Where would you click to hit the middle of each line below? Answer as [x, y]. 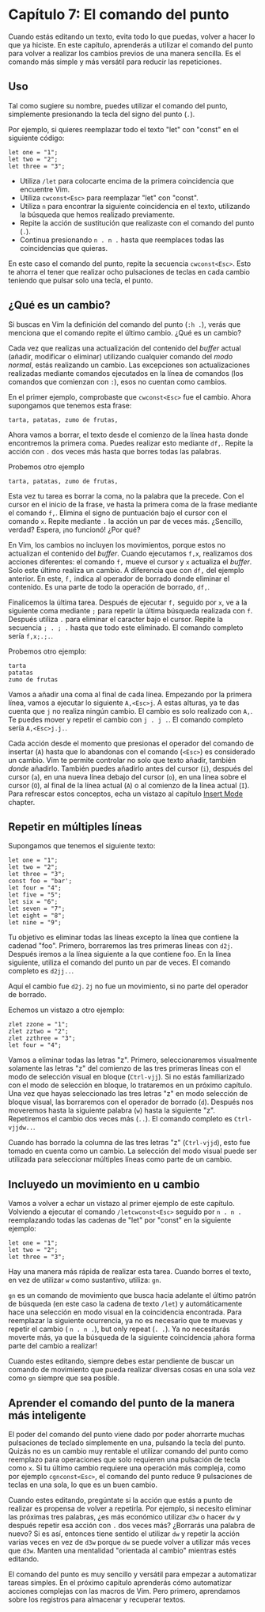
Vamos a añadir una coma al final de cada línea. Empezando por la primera [130, 694]
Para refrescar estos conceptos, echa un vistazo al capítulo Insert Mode [126, 794]
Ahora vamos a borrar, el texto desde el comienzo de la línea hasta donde [128, 434]
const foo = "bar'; [40, 881]
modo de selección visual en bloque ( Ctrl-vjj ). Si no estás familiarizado [127, 1077]
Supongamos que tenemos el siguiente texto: [82, 846]
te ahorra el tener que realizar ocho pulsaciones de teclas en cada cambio [129, 271]
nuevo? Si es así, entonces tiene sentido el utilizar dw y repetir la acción [124, 1534]
